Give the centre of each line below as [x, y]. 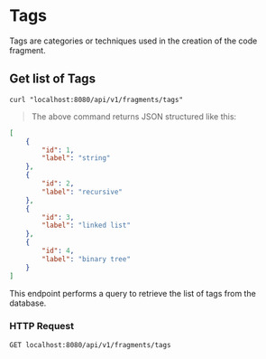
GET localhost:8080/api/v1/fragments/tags [90, 345]
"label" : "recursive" [83, 192]
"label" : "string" [76, 158]
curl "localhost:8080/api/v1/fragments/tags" [96, 99]
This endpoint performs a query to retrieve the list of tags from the [133, 293]
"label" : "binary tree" [86, 259]
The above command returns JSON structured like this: [134, 116]
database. [28, 303]
